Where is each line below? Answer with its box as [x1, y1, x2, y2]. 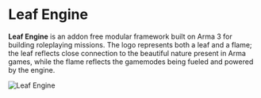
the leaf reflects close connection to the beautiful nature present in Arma [8, 48, 246, 58]
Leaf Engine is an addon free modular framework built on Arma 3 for [8, 32, 232, 41]
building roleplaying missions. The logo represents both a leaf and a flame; [8, 40, 252, 49]
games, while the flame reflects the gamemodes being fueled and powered [8, 57, 254, 66]
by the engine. [8, 65, 56, 74]
